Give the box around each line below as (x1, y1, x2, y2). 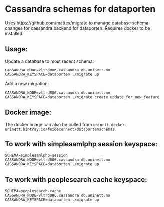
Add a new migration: (5, 80, 49, 86)
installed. (5, 30, 24, 36)
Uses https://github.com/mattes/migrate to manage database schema (5, 20, 149, 26)
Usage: (5, 45, 28, 53)
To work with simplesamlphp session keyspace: (5, 140, 158, 148)
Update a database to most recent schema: (5, 58, 94, 64)
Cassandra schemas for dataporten (5, 3, 156, 15)
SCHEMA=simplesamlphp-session (5, 153, 68, 158)
